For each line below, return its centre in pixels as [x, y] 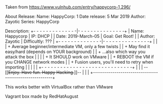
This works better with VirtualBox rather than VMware [59, 87]
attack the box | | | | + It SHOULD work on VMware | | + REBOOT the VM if [80, 57]
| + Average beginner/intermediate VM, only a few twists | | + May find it [78, 46]
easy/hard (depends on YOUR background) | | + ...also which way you [75, 52]
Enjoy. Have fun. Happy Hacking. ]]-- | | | [49, 72]
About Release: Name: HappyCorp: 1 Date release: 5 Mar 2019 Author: [75, 16]
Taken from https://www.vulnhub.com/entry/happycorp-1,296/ [68, 7]
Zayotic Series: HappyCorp [32, 22]
